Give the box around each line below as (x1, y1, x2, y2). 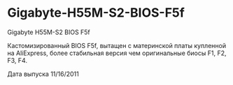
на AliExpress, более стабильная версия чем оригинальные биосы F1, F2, (7, 49, 227, 57)
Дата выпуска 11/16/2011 (7, 70, 79, 78)
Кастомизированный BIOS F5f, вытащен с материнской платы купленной (7, 41, 226, 49)
